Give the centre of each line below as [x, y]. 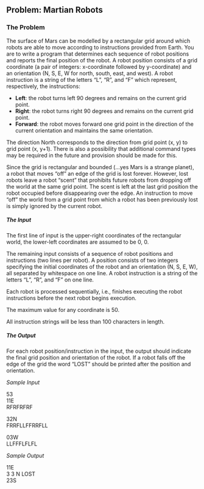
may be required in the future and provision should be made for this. [92, 155]
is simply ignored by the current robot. [54, 206]
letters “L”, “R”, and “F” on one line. [50, 280]
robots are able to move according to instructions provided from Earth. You [100, 47]
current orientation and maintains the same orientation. [84, 130]
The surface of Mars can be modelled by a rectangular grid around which [98, 41]
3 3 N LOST [21, 474]
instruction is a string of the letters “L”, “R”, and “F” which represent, [92, 79]
